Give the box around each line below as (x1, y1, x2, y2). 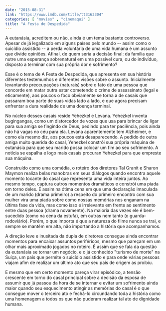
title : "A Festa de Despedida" (5, 21, 70, 26)
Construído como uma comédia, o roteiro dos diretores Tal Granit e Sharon (5, 165, 159, 171)
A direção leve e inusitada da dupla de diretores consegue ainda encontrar (5, 233, 159, 239)
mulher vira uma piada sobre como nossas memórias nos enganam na (5, 197, 150, 203)
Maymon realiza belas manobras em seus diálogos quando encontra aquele (5, 170, 161, 176)
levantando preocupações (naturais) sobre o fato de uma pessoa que (5, 82, 148, 88)
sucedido (5, 213, 24, 219)
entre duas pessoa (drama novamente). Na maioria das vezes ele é (5, 207, 143, 213)
